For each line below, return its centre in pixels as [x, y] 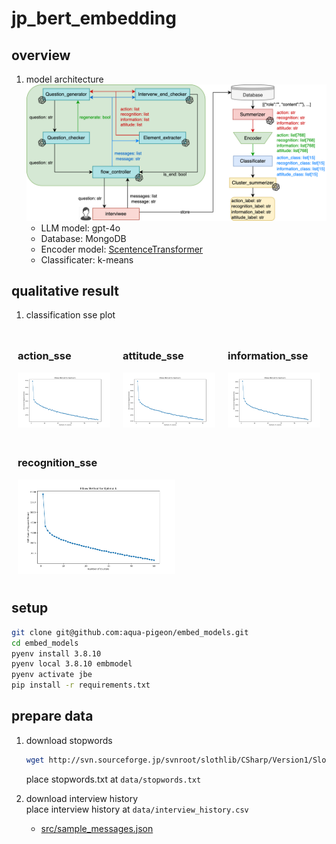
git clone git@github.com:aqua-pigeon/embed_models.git [130, 632]
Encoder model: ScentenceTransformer [122, 249]
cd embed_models [45, 643]
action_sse [44, 356]
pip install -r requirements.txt [81, 685]
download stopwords [69, 740]
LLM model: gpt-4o [80, 228]
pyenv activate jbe [52, 675]
